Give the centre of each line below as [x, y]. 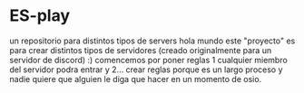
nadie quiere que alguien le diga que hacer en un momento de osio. [136, 79]
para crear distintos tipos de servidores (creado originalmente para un [141, 50]
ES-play [40, 16]
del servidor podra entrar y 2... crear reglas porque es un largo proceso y [146, 70]
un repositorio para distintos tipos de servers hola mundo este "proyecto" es [152, 41]
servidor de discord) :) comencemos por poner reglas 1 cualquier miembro [148, 60]
